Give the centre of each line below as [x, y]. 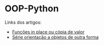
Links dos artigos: [23, 22]
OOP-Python [32, 9]
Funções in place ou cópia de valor [48, 32]
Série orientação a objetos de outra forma [55, 37]
